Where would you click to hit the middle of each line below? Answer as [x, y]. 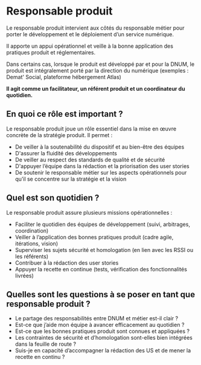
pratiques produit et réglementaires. [51, 52]
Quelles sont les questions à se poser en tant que [101, 294]
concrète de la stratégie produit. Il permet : [59, 135]
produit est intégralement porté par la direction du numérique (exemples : [97, 70]
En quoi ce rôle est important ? [65, 114]
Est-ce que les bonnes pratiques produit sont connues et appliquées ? [102, 331]
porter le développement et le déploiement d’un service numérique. [90, 34]
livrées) [24, 276]
